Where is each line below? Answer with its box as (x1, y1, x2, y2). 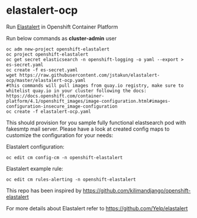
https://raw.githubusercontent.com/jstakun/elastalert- (19, 72, 160, 78)
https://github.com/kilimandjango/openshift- (82, 187, 191, 194)
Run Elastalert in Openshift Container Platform (6, 23, 118, 30)
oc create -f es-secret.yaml (6, 67, 78, 73)
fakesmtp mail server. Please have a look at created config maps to (6, 125, 170, 132)
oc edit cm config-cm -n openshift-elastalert (6, 154, 123, 160)
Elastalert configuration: (6, 143, 65, 150)
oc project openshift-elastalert (6, 51, 89, 57)
